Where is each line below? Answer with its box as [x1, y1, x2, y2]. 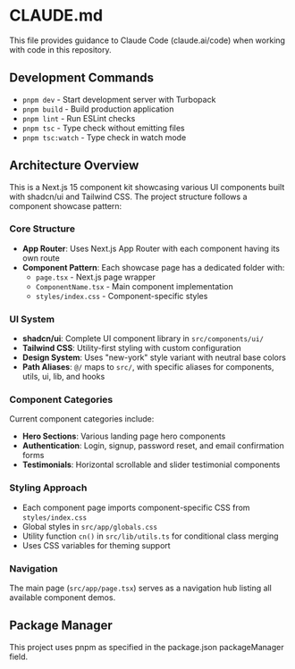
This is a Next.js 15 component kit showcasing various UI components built [9, 181, 285, 192]
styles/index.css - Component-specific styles [35, 290, 208, 301]
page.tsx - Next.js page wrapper [35, 272, 156, 282]
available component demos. [9, 592, 116, 603]
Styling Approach [9, 481, 88, 494]
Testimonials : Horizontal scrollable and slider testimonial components [21, 459, 281, 470]
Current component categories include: [9, 414, 155, 424]
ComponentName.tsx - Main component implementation [35, 280, 234, 291]
